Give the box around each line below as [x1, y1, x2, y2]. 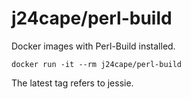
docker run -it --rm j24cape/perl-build [11, 59, 183, 69]
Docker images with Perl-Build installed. [11, 40, 176, 52]
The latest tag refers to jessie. [11, 77, 134, 89]
